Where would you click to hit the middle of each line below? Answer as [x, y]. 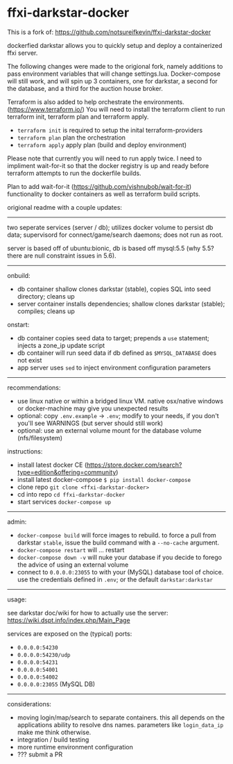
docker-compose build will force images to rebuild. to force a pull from [116, 535]
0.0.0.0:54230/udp [44, 655]
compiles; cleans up [46, 311]
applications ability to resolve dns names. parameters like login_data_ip [120, 724]
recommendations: [34, 388]
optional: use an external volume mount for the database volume [109, 430]
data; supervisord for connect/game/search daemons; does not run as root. [115, 235]
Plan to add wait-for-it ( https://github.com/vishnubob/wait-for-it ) [100, 186]
